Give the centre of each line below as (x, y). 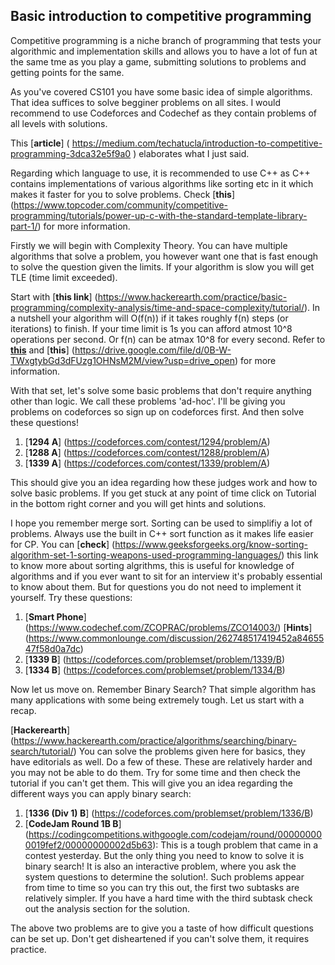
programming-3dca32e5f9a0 (71, 153)
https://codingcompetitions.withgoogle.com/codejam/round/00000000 (175, 834)
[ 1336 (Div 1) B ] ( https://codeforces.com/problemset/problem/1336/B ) (169, 813)
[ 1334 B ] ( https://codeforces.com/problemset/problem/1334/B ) (155, 670)
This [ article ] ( (40, 143)
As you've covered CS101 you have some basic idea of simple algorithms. (161, 91)
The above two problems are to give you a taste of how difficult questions (162, 928)
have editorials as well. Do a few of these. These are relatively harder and (161, 761)
